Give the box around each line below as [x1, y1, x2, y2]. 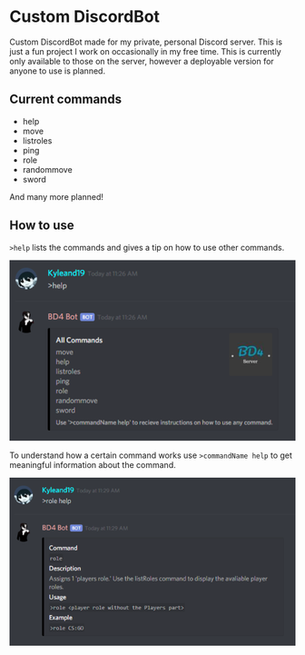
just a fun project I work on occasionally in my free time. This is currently [9, 45, 281, 56]
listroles [22, 134, 53, 146]
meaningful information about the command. [9, 459, 176, 470]
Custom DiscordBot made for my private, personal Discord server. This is [9, 36, 283, 47]
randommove [22, 164, 73, 174]
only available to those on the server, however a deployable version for [9, 55, 274, 66]
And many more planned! [9, 191, 104, 202]
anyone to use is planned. [9, 65, 106, 76]
